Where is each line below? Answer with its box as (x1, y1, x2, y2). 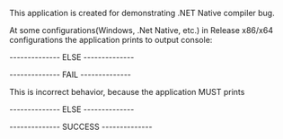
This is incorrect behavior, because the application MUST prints (9, 87, 245, 97)
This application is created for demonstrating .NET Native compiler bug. (9, 8, 276, 18)
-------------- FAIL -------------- (9, 69, 132, 80)
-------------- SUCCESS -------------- (9, 121, 153, 132)
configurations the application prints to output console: (9, 35, 213, 45)
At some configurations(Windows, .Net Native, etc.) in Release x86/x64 (9, 25, 274, 35)
